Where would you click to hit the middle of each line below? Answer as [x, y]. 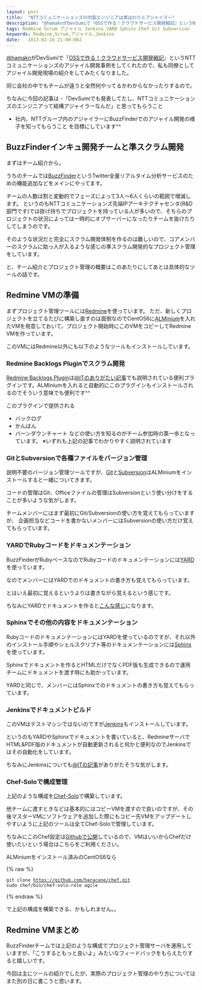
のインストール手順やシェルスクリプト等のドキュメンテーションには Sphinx [99, 644]
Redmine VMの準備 [43, 295]
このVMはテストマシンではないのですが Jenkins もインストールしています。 [99, 724]
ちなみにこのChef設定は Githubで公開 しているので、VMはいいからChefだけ [99, 837]
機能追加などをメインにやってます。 [61, 183]
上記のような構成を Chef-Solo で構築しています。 [66, 796]
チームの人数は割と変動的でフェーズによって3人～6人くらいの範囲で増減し [99, 196]
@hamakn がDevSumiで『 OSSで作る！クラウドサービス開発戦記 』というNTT [101, 58]
